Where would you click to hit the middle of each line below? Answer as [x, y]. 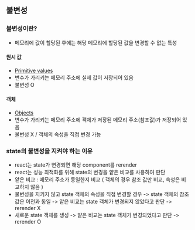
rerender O [28, 222]
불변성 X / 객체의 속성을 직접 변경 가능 [58, 134]
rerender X [28, 208]
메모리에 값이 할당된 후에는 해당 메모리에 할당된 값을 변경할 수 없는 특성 [96, 42]
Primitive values [34, 70]
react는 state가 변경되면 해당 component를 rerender [76, 165]
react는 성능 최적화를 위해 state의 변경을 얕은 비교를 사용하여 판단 [90, 172]
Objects [24, 113]
